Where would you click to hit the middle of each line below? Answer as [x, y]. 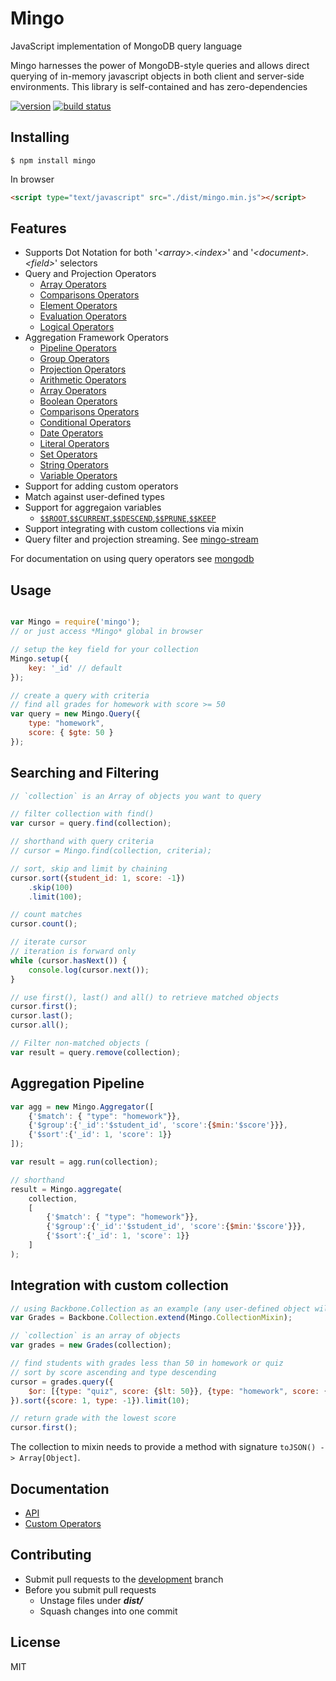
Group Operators [74, 359]
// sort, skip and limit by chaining [89, 868]
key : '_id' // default [75, 668]
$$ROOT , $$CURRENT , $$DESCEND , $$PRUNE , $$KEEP [128, 518]
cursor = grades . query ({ [62, 1382]
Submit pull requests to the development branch [124, 1579]
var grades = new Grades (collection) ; [91, 1345]
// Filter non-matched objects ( [80, 1043]
